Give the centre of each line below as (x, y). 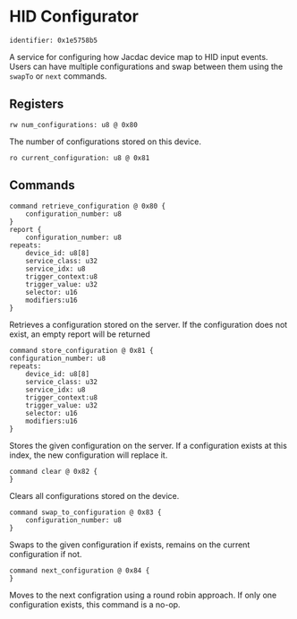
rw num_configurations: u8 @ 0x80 (74, 125)
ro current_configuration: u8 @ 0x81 (80, 158)
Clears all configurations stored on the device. (94, 495)
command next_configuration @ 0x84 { (80, 571)
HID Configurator (74, 17)
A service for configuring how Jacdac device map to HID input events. (139, 56)
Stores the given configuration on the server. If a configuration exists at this (148, 445)
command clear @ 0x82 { (54, 471)
